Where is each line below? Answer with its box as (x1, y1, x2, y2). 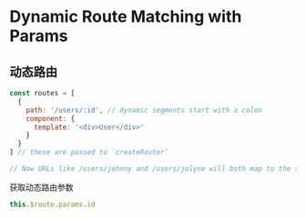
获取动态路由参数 (9, 182, 74, 193)
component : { (25, 114, 76, 124)
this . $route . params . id (9, 200, 96, 209)
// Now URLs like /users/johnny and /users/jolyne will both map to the (9, 164, 291, 173)
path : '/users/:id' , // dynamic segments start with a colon (25, 105, 262, 114)
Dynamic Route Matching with (9, 6, 242, 27)
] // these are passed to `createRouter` (9, 148, 169, 157)
